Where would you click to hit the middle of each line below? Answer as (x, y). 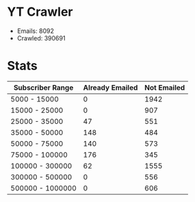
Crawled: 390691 (41, 38)
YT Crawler (40, 12)
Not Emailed (165, 88)
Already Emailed (110, 88)
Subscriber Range (43, 88)
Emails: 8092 (36, 31)
